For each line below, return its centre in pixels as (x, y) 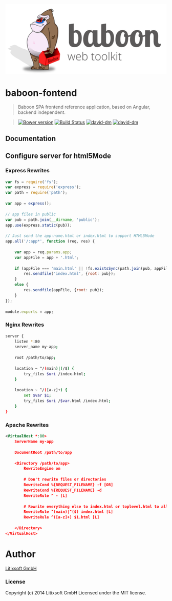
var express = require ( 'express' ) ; (43, 187)
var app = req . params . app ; (43, 252)
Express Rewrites (27, 171)
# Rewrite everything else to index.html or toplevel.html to (91, 507)
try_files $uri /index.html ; (55, 374)
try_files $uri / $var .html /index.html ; (67, 401)
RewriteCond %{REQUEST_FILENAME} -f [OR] (69, 485)
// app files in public (31, 214)
